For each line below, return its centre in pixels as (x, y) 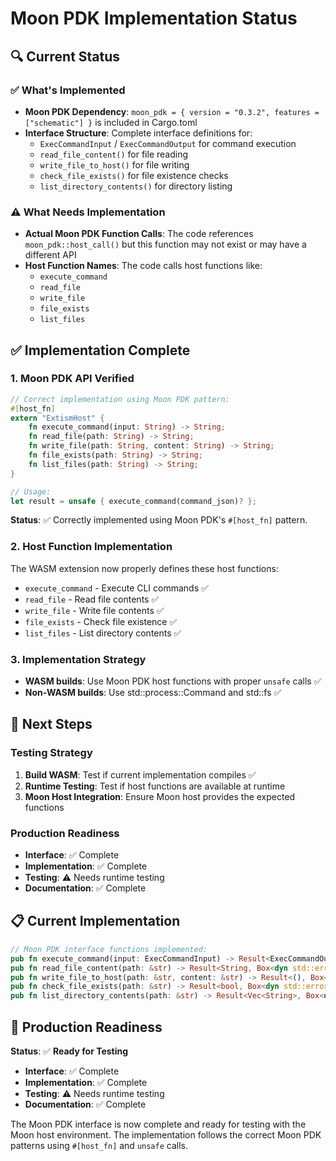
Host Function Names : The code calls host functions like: (143, 266)
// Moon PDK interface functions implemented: (109, 949)
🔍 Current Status (65, 56)
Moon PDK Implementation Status (154, 18)
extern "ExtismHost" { (57, 418)
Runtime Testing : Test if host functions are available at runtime (155, 786)
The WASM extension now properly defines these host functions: (144, 568)
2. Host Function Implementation (91, 547)
